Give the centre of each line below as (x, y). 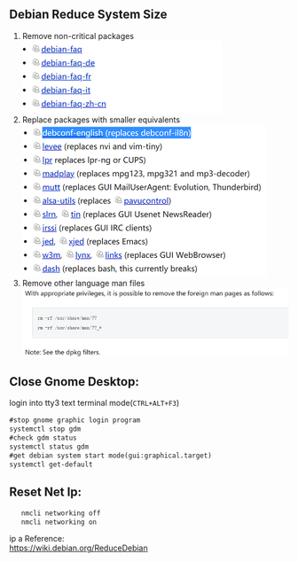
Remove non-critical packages (78, 35)
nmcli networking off (61, 513)
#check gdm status (43, 438)
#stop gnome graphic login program (75, 420)
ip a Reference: (37, 539)
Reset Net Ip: (46, 492)
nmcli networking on (59, 522)
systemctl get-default (51, 464)
